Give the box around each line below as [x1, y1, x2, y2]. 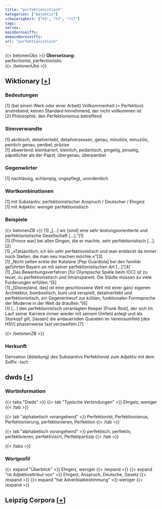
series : [5, 25, 21, 30]
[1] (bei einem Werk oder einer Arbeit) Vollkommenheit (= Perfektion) [5, 103, 144, 109]
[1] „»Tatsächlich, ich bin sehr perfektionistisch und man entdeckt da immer [5, 248, 157, 254]
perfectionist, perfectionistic [5, 57, 62, 64]
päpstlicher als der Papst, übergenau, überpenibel [5, 152, 106, 158]
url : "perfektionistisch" [5, 39, 58, 44]
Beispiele [5, 216, 28, 223]
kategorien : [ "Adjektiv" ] [5, 12, 58, 17]
